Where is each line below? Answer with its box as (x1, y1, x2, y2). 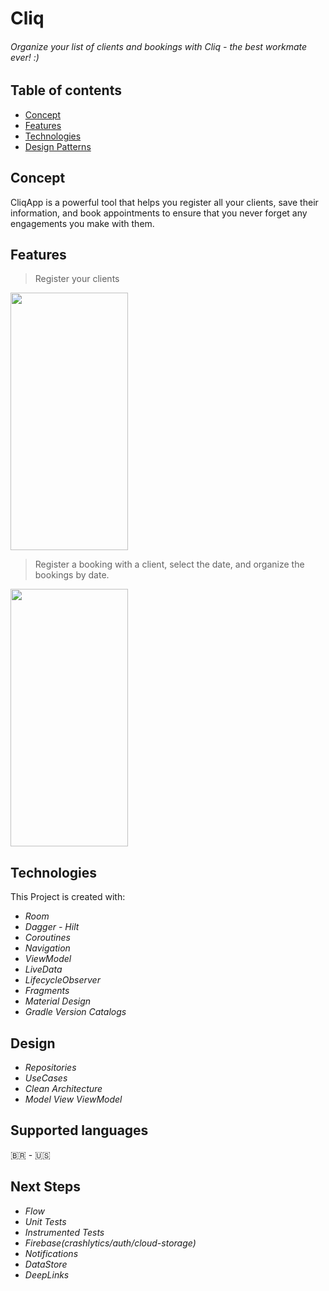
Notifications (24, 1247, 79, 1259)
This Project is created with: (10, 891, 126, 903)
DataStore (24, 1258, 68, 1270)
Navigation (24, 942, 71, 954)
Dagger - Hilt (24, 921, 80, 933)
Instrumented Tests (24, 1226, 105, 1238)
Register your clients (34, 273, 120, 285)
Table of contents (10, 82, 122, 99)
